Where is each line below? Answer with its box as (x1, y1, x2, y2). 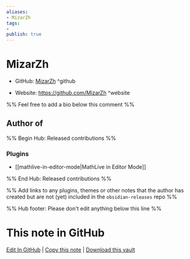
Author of (6, 119, 43, 129)
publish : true (6, 31, 42, 38)
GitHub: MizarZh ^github (14, 77, 76, 85)
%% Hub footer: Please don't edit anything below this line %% (6, 205, 162, 212)
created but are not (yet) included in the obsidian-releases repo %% (6, 193, 177, 200)
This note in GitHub (6, 226, 105, 240)
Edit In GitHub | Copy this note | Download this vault (6, 246, 136, 254)
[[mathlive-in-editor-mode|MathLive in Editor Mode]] (14, 163, 147, 171)
